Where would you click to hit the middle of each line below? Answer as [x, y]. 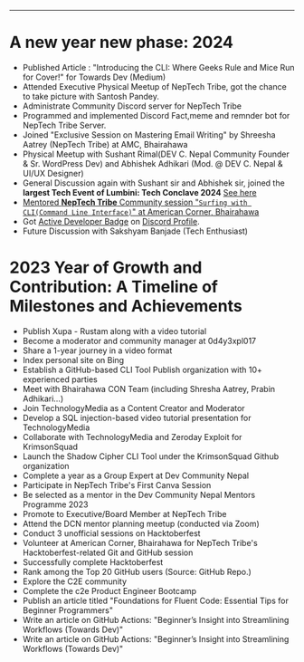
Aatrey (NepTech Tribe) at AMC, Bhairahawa [105, 144]
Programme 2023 [55, 504]
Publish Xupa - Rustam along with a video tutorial [114, 331]
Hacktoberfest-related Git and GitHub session [108, 552]
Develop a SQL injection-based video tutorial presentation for [137, 417]
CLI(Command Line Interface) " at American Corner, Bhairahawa [141, 211]
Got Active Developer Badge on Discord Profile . [111, 221]
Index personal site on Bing [73, 360]
